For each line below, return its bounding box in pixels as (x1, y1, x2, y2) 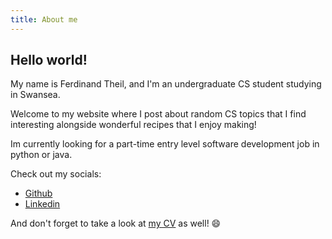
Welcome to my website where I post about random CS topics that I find (10, 108, 307, 120)
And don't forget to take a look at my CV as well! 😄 (10, 217, 222, 230)
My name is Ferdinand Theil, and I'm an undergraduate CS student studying (10, 78, 322, 90)
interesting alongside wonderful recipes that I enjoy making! (10, 119, 257, 131)
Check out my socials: (10, 168, 102, 180)
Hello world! (10, 52, 88, 69)
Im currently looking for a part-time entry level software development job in (10, 138, 320, 150)
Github (24, 187, 53, 200)
